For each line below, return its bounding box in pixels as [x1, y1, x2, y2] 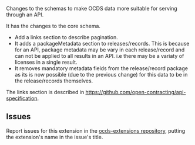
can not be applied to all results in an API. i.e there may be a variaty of [14, 53, 184, 59]
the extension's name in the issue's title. [6, 133, 103, 140]
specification [6, 95, 38, 102]
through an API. [6, 11, 44, 18]
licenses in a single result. [14, 58, 78, 65]
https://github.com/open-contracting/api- [85, 89, 186, 95]
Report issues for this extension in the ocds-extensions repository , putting [6, 127, 186, 134]
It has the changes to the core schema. [6, 23, 101, 29]
